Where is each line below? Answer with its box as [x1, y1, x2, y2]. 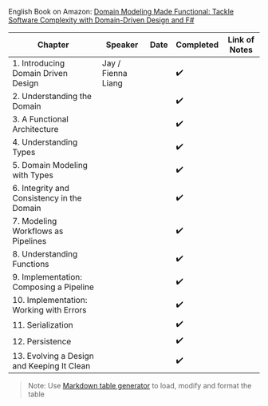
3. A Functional [12, 113, 69, 125]
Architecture [12, 124, 59, 134]
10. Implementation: [12, 295, 88, 305]
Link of [227, 34, 255, 45]
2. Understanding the [12, 91, 92, 101]
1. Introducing [12, 58, 65, 69]
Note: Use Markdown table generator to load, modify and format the [27, 381, 252, 390]
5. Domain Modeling [12, 160, 88, 170]
